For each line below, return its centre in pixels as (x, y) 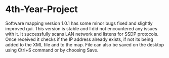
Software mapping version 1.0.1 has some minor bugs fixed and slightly (79, 23)
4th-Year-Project (42, 9)
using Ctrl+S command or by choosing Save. (52, 50)
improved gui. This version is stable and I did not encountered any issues (81, 28)
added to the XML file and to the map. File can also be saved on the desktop (85, 44)
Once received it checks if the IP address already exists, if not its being (79, 39)
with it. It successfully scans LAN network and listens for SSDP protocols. (82, 34)
